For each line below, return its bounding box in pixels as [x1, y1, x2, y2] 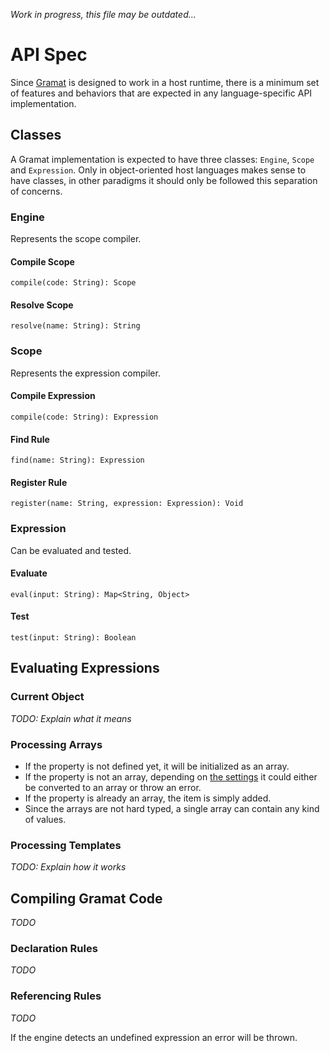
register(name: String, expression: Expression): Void [10, 499, 244, 509]
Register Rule [10, 476, 68, 488]
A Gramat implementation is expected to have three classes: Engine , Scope [10, 153, 315, 165]
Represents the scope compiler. [10, 233, 142, 245]
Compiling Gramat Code [10, 890, 163, 907]
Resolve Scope [10, 299, 74, 311]
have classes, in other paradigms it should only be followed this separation [10, 174, 318, 186]
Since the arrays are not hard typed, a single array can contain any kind [24, 803, 320, 815]
